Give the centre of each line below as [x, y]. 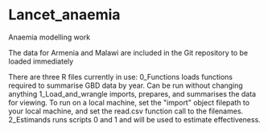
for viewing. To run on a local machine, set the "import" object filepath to [129, 102]
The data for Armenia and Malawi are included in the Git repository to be [128, 52]
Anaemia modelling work [49, 37]
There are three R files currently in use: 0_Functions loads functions [121, 76]
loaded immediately [41, 61]
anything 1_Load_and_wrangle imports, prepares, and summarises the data [132, 93]
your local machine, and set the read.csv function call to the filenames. [126, 111]
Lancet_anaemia [64, 15]
